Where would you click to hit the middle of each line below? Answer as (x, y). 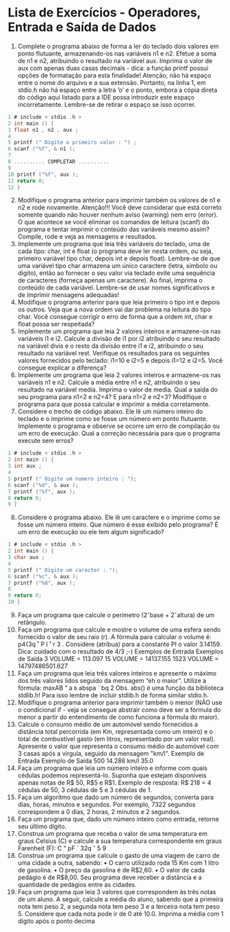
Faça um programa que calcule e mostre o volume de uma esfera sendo (119, 630)
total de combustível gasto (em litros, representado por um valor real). (116, 739)
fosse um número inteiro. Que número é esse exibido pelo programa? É (118, 525)
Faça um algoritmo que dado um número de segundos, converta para (116, 798)
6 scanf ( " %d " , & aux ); (43, 485)
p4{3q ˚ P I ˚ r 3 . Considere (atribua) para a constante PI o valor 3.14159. (119, 644)
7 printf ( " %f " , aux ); (42, 492)
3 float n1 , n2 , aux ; (43, 130)
